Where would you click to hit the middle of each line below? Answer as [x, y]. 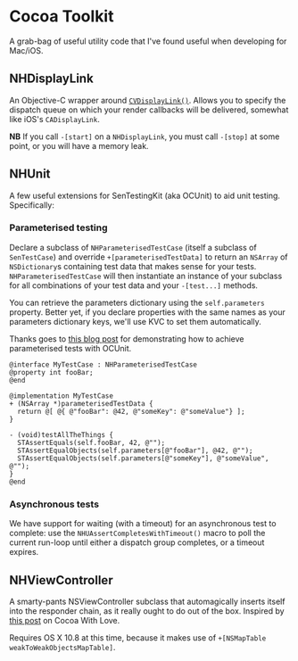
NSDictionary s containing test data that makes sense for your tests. [133, 266]
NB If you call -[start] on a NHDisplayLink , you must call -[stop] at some [145, 136]
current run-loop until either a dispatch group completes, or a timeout [137, 542]
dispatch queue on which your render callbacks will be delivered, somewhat [149, 110]
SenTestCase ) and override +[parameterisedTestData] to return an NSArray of [149, 257]
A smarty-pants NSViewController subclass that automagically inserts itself [147, 601]
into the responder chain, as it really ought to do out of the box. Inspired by [147, 611]
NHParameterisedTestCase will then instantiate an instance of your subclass [146, 276]
